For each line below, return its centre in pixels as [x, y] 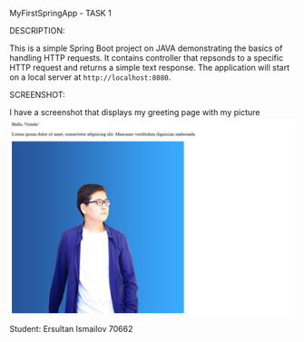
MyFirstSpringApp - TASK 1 [60, 13]
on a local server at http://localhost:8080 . [90, 77]
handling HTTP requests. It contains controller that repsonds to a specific [147, 58]
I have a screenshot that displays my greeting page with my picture [135, 112]
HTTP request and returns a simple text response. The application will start [150, 68]
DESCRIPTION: [37, 30]
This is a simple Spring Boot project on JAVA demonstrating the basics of [146, 48]
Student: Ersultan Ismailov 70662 [71, 328]
